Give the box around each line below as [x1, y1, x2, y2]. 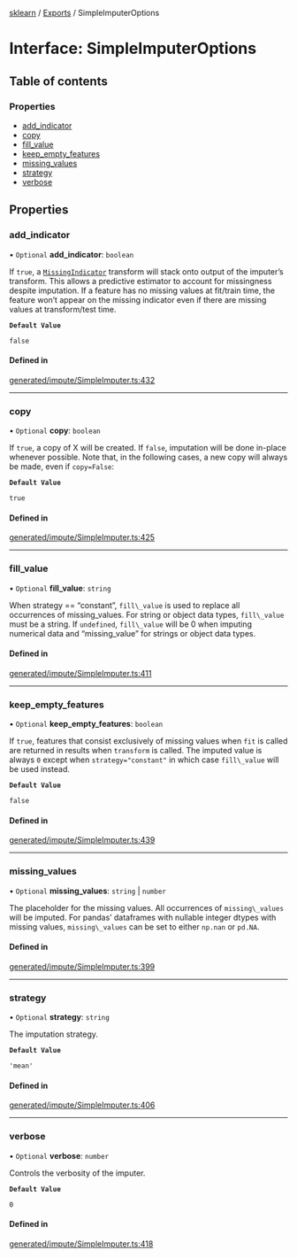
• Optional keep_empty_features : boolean [9, 719, 164, 729]
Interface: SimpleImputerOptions [9, 39, 257, 58]
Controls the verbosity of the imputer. [9, 1168, 146, 1178]
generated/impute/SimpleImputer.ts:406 [9, 1100, 156, 1110]
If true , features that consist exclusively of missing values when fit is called [9, 736, 288, 746]
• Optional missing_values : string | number [9, 885, 166, 896]
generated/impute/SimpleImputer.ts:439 [9, 835, 156, 845]
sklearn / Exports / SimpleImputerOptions [9, 8, 160, 18]
